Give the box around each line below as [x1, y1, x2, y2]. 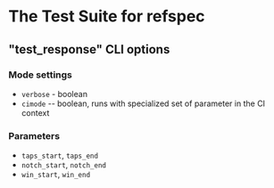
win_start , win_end [21, 169, 91, 180]
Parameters [8, 129, 60, 142]
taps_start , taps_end [21, 150, 99, 161]
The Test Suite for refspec [8, 6, 206, 27]
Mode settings [8, 69, 73, 81]
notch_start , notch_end [21, 159, 106, 170]
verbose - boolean [21, 88, 88, 99]
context [21, 107, 50, 118]
